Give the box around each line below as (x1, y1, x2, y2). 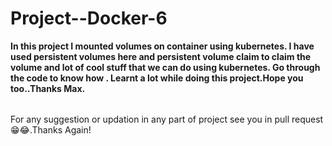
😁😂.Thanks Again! (10, 123, 92, 136)
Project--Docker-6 (10, 7, 168, 30)
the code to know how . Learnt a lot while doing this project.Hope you (10, 72, 304, 84)
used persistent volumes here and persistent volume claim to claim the (10, 50, 312, 62)
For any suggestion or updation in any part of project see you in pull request (10, 113, 324, 125)
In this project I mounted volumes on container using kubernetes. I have (10, 40, 315, 52)
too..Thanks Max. (10, 82, 86, 94)
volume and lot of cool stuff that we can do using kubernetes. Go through (10, 61, 321, 73)
